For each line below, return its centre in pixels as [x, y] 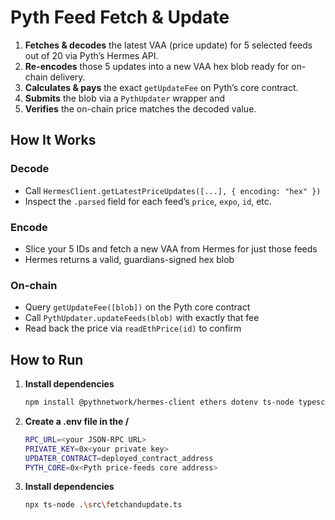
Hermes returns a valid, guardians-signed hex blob [129, 259]
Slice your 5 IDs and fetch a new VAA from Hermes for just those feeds [171, 248]
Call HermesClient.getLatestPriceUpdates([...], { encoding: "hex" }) [173, 190]
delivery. [67, 77]
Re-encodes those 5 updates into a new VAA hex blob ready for [157, 66]
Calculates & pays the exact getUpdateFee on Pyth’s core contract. [161, 87]
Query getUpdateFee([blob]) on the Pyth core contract [137, 307]
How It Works [53, 140]
